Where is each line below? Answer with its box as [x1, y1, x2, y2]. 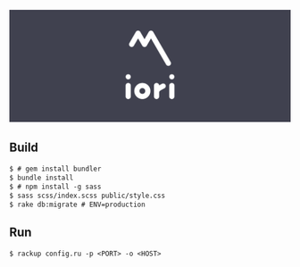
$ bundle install [9, 173, 74, 183]
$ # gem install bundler [9, 164, 102, 174]
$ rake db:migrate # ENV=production [9, 200, 146, 210]
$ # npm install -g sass [9, 182, 102, 192]
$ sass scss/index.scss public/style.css [9, 191, 166, 201]
